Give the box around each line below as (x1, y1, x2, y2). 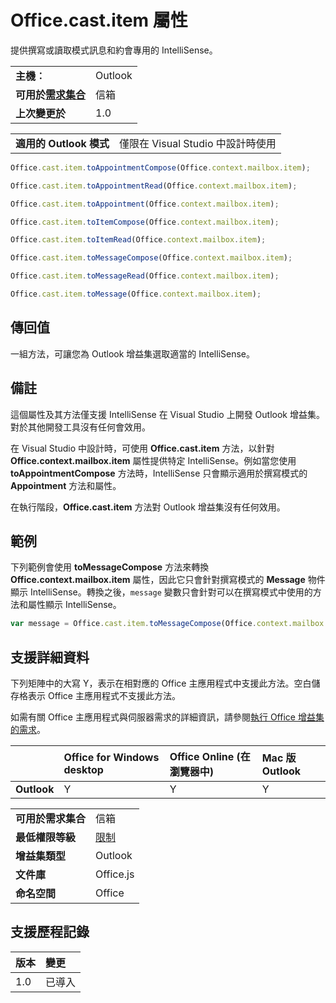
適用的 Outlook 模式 (15, 136, 110, 150)
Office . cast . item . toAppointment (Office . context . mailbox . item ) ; (10, 199, 280, 209)
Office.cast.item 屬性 (10, 9, 188, 32)
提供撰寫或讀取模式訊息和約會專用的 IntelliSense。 (10, 44, 218, 56)
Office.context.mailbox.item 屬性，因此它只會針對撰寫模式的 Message (10, 574, 306, 586)
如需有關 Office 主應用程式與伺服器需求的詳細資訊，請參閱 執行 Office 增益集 (10, 711, 325, 723)
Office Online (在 (169, 750, 251, 764)
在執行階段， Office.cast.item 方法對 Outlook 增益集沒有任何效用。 (10, 501, 286, 513)
